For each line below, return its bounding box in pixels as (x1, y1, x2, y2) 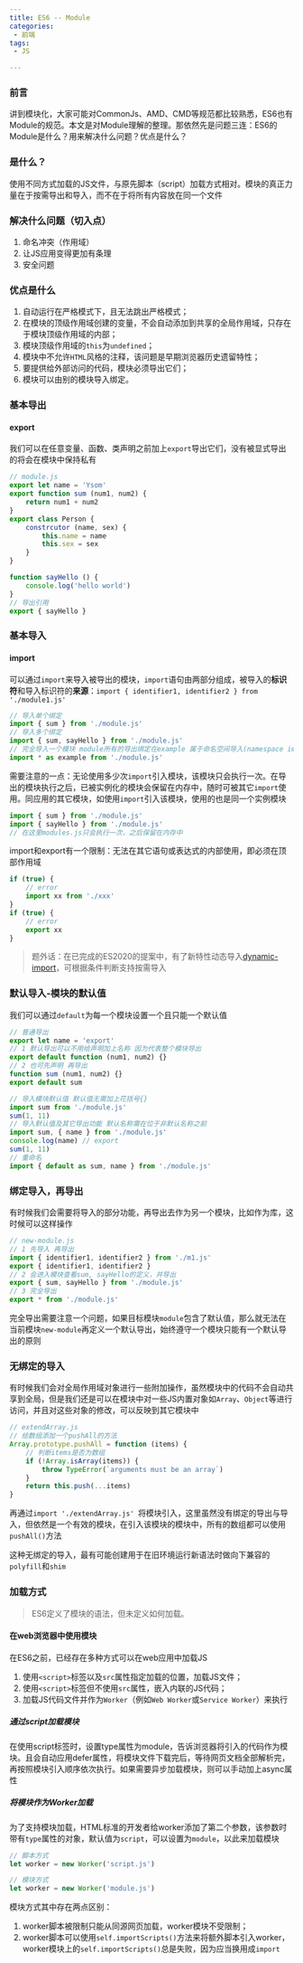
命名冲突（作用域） (22, 237, 95, 248)
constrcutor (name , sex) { (25, 523, 127, 532)
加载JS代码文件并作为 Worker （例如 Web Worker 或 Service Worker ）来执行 (22, 1694, 289, 1704)
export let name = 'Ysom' (9, 481, 106, 490)
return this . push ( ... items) (25, 1482, 131, 1491)
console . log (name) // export (9, 1137, 119, 1146)
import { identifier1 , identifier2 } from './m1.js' (9, 1253, 212, 1262)
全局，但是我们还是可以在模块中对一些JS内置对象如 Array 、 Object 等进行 (24, 1393, 293, 1404)
